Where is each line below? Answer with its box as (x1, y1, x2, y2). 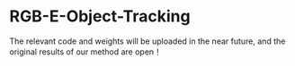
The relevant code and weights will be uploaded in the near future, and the (9, 36, 286, 46)
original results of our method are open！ (9, 46, 162, 57)
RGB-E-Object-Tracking (9, 6, 191, 27)
